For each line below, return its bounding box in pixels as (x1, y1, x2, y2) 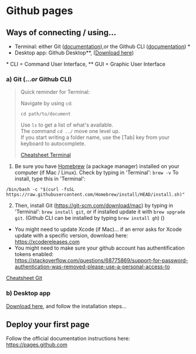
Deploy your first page (6, 319, 90, 329)
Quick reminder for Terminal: (20, 88, 90, 96)
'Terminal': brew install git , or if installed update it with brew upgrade (14, 208, 185, 215)
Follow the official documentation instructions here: (6, 335, 130, 342)
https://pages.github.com (6, 341, 67, 348)
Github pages (6, 4, 73, 18)
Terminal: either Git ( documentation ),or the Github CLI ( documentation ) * (14, 43, 191, 50)
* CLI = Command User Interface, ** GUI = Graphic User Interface (6, 60, 165, 67)
